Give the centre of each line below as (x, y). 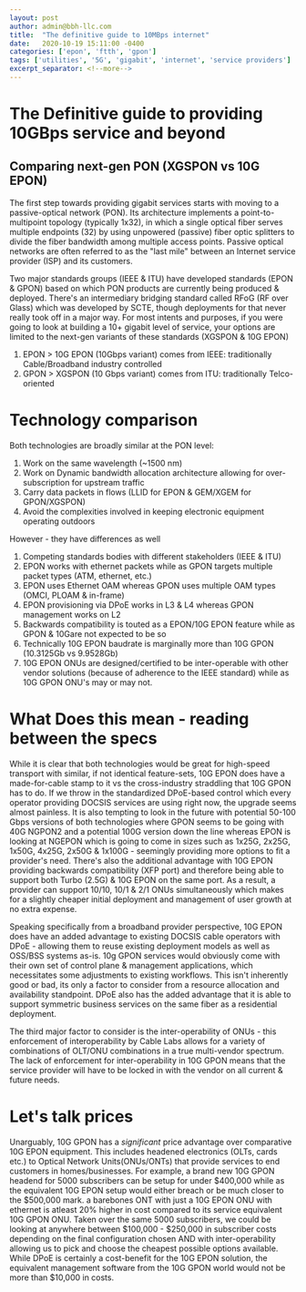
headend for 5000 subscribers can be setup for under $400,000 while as (147, 1180)
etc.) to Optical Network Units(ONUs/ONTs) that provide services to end (145, 1161)
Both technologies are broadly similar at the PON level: (112, 445)
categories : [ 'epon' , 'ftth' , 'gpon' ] (83, 52)
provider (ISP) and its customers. (71, 261)
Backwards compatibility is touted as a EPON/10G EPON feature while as (159, 624)
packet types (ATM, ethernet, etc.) (87, 576)
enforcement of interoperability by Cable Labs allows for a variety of (138, 1041)
